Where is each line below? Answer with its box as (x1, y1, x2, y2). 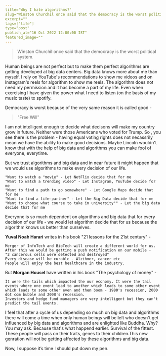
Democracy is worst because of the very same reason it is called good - (5, 105, 152, 111)
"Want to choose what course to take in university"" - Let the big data (5, 200, 161, 206)
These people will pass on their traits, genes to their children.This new (5, 330, 148, 336)
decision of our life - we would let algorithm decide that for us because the (5, 219, 157, 225)
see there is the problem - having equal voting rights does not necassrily (5, 134, 153, 140)
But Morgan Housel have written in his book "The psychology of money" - (5, 269, 157, 275)
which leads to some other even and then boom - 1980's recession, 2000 (5, 288, 158, 293)
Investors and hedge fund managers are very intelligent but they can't (5, 296, 158, 301)
